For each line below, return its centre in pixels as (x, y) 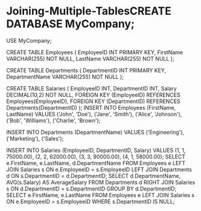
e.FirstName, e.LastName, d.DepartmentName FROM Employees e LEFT (96, 163)
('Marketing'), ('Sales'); (35, 138)
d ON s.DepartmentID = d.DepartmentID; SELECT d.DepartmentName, (94, 175)
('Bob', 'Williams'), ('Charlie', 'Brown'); (53, 120)
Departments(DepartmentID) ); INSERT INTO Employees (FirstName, (91, 107)
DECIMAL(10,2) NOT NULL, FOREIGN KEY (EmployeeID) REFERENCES (93, 95)
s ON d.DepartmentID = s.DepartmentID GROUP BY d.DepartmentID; (91, 189)
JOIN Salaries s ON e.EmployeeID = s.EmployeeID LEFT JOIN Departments (99, 169)
